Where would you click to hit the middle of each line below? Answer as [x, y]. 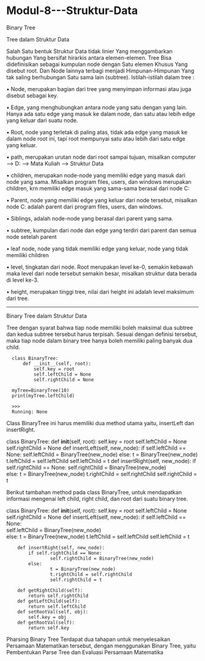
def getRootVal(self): [46, 623]
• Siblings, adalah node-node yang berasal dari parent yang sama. [90, 218]
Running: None [30, 412]
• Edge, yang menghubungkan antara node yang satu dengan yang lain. [97, 107]
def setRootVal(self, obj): [53, 612]
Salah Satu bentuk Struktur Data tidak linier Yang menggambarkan [89, 51]
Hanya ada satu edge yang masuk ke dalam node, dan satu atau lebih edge [101, 114]
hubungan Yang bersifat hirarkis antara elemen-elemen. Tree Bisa [89, 57]
